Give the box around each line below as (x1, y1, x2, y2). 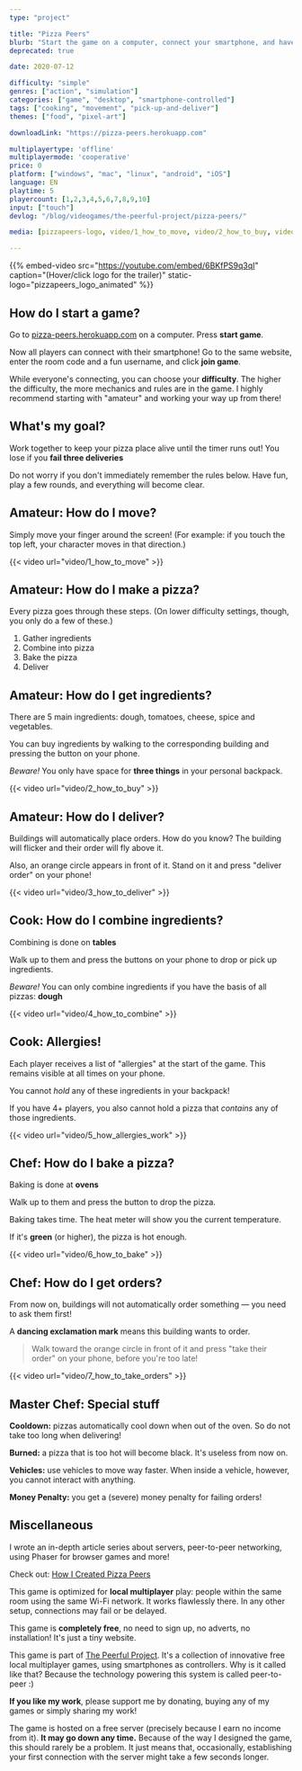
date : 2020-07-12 (9, 62, 75, 72)
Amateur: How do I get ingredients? (9, 687, 213, 702)
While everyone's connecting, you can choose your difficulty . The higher (9, 373, 281, 384)
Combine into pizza (22, 642, 94, 653)
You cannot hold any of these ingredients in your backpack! (9, 1085, 231, 1096)
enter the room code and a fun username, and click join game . (9, 356, 241, 367)
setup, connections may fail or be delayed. (9, 1605, 167, 1615)
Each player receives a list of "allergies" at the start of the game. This (9, 1058, 266, 1069)
